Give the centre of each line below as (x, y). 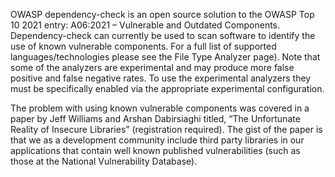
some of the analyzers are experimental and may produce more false (152, 67)
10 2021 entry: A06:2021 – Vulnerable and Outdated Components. (145, 25)
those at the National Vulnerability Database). (104, 161)
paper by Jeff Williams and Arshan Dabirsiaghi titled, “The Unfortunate (155, 118)
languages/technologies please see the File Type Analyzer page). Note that (165, 57)
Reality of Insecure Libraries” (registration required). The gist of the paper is (166, 129)
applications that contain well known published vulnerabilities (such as (155, 150)
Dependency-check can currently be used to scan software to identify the (163, 35)
